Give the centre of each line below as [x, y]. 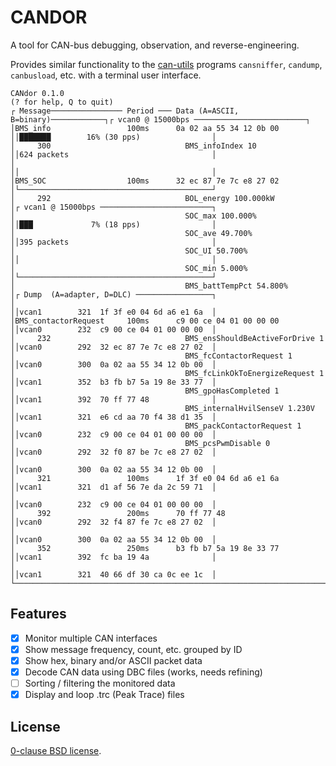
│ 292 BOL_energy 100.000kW [142, 198]
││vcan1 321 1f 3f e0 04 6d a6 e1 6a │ [113, 312]
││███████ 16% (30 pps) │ [113, 137]
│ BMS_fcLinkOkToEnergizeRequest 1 [167, 373]
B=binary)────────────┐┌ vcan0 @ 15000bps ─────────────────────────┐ [160, 119]
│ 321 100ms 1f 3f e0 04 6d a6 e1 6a [145, 478]
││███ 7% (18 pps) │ [113, 224]
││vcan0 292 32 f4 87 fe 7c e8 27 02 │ [113, 522]
